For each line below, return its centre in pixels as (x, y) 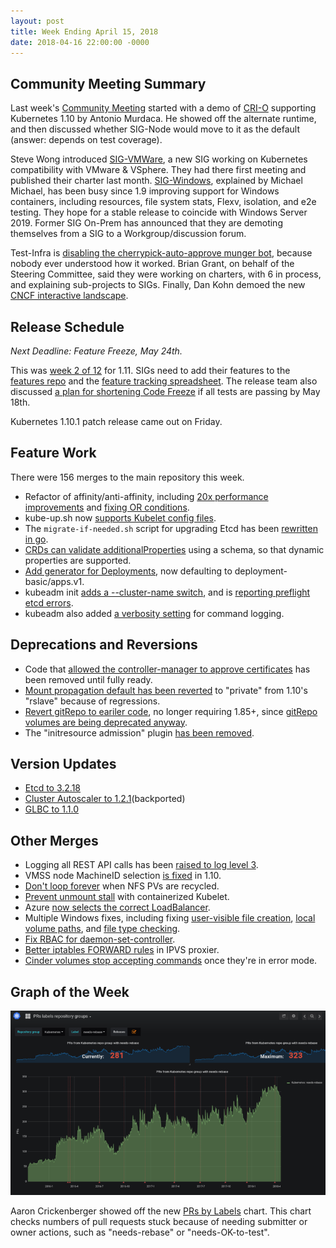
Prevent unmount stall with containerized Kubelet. (127, 897)
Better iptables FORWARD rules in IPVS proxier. (122, 950)
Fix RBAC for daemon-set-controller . (100, 939)
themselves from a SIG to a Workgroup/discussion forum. (128, 234)
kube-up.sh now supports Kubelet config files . (120, 517)
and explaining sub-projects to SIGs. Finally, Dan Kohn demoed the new (158, 285)
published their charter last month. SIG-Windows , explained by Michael (156, 181)
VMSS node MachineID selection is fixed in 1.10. (123, 876)
